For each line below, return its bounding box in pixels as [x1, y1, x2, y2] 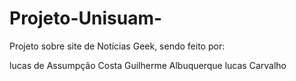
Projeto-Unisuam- [9, 7, 163, 30]
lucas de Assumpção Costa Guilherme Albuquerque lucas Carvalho [9, 59, 287, 71]
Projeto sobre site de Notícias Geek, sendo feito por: [9, 40, 226, 52]
